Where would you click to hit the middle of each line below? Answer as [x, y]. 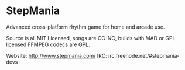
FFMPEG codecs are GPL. [59, 44]
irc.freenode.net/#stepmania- [144, 55]
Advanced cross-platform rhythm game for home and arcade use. [85, 27]
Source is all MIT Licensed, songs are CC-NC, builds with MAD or [85, 38]
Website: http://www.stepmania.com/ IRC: [56, 55]
